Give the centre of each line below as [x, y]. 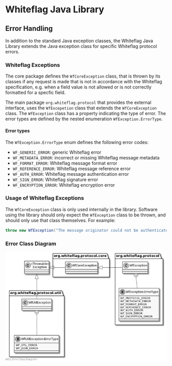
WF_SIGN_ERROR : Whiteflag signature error [55, 179]
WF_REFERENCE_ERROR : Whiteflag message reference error [72, 169]
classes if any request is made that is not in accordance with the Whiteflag [84, 82]
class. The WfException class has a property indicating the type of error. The [86, 114]
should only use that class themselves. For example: [60, 220]
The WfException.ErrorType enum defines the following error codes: [77, 142]
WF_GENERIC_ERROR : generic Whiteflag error [57, 152]
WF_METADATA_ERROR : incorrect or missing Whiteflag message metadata [86, 157]
